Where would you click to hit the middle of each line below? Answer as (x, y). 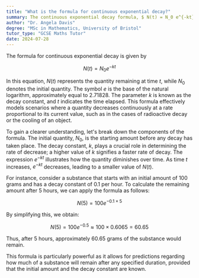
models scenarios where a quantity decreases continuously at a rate (89, 108)
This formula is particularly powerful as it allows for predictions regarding (96, 256)
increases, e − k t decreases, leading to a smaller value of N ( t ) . (80, 166)
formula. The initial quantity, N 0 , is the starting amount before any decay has (99, 139)
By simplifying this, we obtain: (43, 215)
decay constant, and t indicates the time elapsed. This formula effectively (96, 102)
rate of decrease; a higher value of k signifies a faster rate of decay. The (94, 152)
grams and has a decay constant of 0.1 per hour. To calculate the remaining (98, 185)
